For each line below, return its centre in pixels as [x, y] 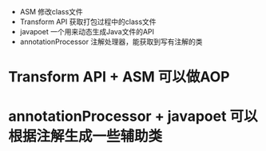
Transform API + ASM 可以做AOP [119, 77]
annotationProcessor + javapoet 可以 [133, 116]
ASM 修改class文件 [52, 12]
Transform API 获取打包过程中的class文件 [88, 22]
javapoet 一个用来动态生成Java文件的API [87, 32]
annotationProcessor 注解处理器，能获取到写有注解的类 [111, 42]
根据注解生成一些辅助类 [85, 136]
